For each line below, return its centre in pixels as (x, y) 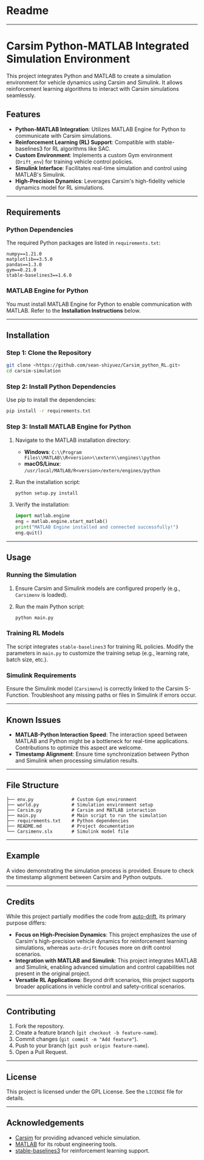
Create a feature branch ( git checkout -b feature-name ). (87, 1033)
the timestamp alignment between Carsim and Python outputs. (84, 877)
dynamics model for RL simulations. (60, 187)
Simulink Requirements (41, 675)
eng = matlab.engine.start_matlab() (61, 522)
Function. (18, 695)
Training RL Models (36, 633)
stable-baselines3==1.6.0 (39, 276)
